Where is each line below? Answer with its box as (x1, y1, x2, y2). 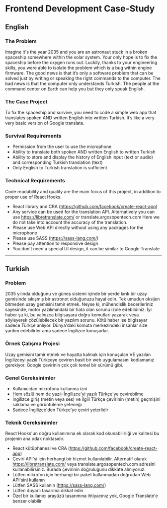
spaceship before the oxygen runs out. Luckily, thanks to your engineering (5, 59, 158, 65)
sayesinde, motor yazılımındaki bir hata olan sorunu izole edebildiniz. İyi (5, 306, 152, 313)
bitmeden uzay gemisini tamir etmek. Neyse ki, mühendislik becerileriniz (5, 301, 153, 307)
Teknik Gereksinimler (5, 419, 58, 426)
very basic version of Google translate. (5, 120, 84, 126)
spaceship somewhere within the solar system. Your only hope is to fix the (5, 54, 158, 60)
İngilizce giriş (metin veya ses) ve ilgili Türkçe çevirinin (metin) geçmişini (12, 396, 161, 402)
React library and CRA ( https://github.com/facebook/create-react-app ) (12, 203, 158, 209)
